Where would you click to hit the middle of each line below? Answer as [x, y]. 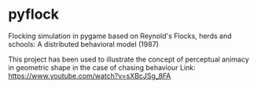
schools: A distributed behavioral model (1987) [84, 44]
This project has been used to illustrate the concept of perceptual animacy [129, 59]
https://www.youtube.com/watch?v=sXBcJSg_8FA [90, 76]
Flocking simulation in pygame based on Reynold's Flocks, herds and [120, 36]
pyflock [34, 14]
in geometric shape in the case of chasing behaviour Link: [102, 67]
